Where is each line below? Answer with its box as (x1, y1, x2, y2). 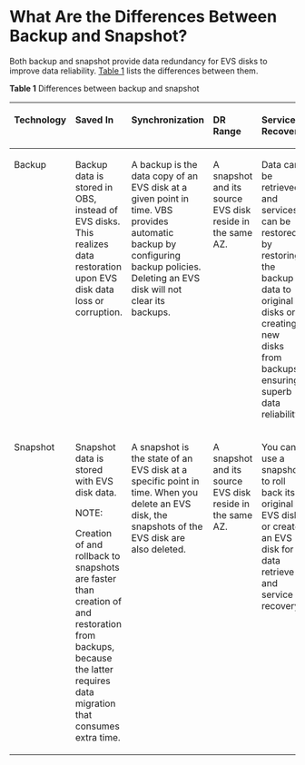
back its (261, 485, 295, 498)
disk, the (131, 508, 168, 521)
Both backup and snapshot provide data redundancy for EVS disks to (9, 55, 268, 66)
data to (261, 283, 292, 296)
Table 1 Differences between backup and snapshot (9, 83, 200, 93)
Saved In (75, 113, 114, 126)
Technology (14, 113, 66, 126)
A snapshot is (131, 440, 190, 453)
